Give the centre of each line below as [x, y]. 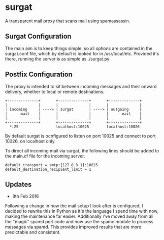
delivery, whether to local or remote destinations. [55, 92]
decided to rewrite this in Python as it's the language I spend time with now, [82, 211]
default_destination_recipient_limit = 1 [48, 169]
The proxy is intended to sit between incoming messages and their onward [81, 86]
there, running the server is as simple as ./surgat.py [57, 59]
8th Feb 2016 [26, 196]
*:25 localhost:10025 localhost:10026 [75, 127]
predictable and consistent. [33, 232]
